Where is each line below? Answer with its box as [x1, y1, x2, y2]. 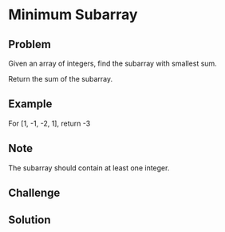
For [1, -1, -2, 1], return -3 [8, 118, 91, 128]
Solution [8, 214, 51, 227]
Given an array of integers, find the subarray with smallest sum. [8, 58, 217, 68]
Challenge [8, 186, 61, 200]
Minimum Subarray [8, 6, 138, 24]
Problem [8, 38, 52, 51]
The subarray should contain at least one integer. [8, 162, 170, 173]
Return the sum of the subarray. [8, 74, 113, 83]
